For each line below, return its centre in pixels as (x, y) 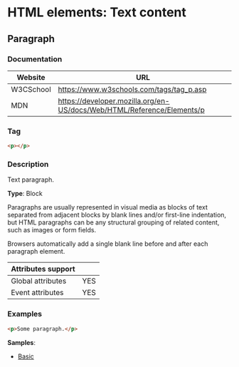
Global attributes (39, 281)
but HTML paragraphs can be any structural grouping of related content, (113, 222)
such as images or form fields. (52, 230)
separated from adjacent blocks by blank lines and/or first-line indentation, (117, 215)
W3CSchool (31, 89)
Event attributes (37, 293)
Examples (25, 314)
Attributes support (43, 269)
